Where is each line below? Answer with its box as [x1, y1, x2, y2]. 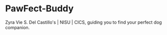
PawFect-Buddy [5, 3, 74, 14]
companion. [5, 24, 30, 30]
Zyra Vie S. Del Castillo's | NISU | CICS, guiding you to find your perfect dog [5, 19, 162, 25]
